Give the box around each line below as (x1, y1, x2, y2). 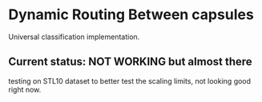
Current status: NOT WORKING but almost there (8, 55, 252, 69)
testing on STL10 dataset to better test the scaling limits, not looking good (8, 76, 251, 85)
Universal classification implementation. (8, 32, 140, 41)
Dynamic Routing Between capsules (8, 6, 254, 24)
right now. (8, 84, 42, 94)
